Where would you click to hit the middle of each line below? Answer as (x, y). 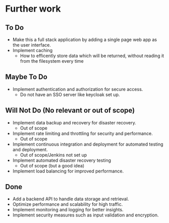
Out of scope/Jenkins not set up (53, 155)
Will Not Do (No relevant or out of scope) (70, 110)
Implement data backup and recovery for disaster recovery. (74, 122)
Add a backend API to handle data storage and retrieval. (71, 199)
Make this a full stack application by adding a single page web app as (85, 39)
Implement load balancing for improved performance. (68, 171)
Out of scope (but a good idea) (52, 165)
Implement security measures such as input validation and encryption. (86, 215)
